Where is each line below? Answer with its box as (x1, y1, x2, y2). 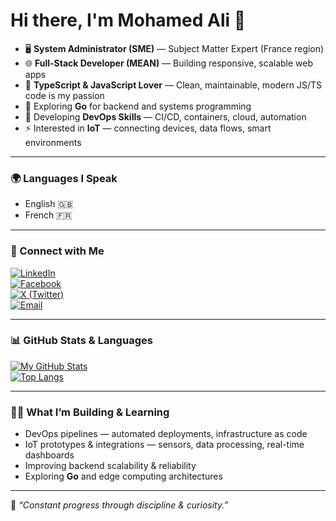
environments (24, 136, 82, 148)
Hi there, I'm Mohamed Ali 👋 (10, 9, 247, 32)
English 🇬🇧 (24, 198, 74, 210)
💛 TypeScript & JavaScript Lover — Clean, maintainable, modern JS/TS (24, 79, 323, 91)
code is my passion (24, 89, 105, 101)
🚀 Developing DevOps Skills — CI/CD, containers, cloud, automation (24, 110, 307, 123)
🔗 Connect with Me (10, 244, 105, 258)
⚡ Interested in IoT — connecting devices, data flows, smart (24, 122, 272, 134)
